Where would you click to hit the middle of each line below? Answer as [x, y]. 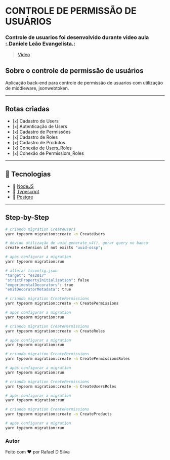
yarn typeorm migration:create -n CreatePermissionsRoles [68, 359]
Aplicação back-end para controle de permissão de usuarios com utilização [84, 83]
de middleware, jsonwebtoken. [37, 88]
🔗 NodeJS [23, 186]
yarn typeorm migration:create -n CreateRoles [55, 331]
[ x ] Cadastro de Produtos [39, 143]
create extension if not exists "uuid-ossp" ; [54, 248]
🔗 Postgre [23, 197]
